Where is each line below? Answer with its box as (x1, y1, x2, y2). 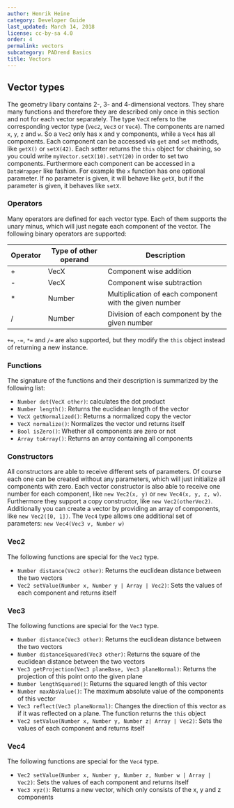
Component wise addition (107, 266, 192, 276)
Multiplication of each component (107, 289, 218, 298)
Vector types (7, 82, 65, 93)
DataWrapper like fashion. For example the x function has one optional (7, 167, 205, 175)
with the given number (107, 298, 181, 307)
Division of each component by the (107, 309, 222, 319)
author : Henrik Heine (7, 10, 70, 17)
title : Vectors (7, 56, 52, 63)
